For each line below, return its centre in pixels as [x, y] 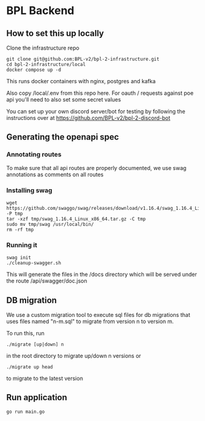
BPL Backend [40, 11]
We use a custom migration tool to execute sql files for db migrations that [98, 315]
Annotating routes [34, 155]
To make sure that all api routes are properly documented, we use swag [96, 168]
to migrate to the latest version [45, 378]
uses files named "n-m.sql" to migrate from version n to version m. [90, 321]
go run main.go [26, 412]
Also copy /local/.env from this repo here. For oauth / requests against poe [100, 93]
